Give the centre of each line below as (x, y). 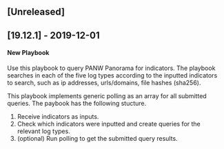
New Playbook (28, 53)
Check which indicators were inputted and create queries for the (109, 124)
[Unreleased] (36, 12)
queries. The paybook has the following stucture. (77, 103)
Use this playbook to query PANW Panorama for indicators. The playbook (111, 68)
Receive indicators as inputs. (58, 116)
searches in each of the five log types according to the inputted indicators (112, 75)
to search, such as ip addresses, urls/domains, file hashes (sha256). (104, 82)
